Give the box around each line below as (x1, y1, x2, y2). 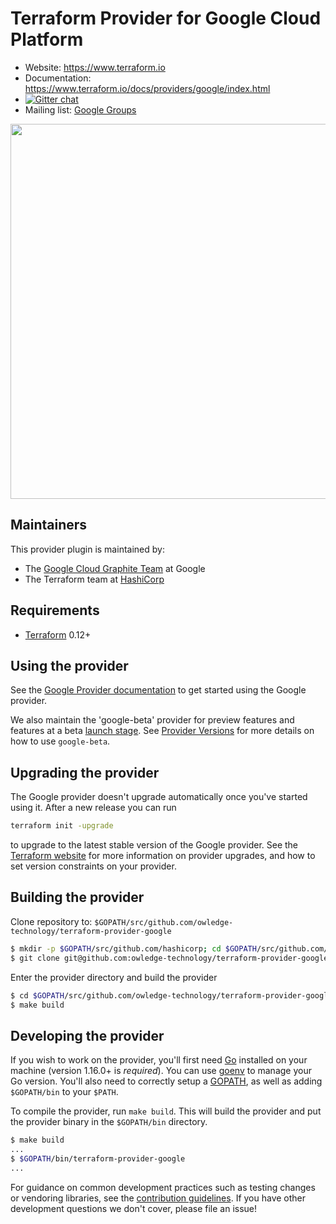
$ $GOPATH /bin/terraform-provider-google (10, 1153, 186, 1164)
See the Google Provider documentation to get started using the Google (10, 684, 307, 696)
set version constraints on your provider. (10, 860, 177, 872)
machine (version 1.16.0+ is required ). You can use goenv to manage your (10, 1065, 312, 1077)
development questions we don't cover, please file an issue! (10, 1202, 258, 1214)
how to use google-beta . (10, 735, 111, 747)
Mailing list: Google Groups (24, 103, 137, 116)
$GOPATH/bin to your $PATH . (10, 1086, 119, 1098)
